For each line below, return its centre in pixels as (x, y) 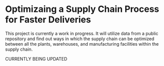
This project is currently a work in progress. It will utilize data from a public (82, 33)
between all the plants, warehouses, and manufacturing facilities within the (82, 44)
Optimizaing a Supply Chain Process (82, 9)
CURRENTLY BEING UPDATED (36, 59)
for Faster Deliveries (48, 20)
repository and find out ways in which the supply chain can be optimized (80, 39)
